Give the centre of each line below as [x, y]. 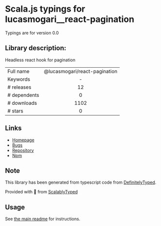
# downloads [22, 103]
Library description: [36, 48]
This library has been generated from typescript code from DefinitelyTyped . [81, 182]
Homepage [23, 140]
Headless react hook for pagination [40, 60]
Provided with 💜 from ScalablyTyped [41, 192]
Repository [23, 150]
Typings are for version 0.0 [32, 33]
